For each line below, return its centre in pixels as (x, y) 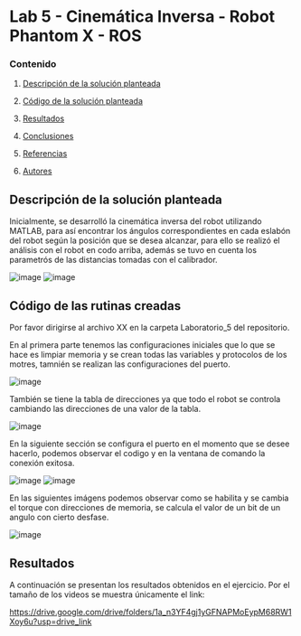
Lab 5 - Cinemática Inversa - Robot (142, 17)
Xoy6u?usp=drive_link (51, 622)
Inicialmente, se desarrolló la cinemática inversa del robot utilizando (136, 221)
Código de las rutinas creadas (95, 306)
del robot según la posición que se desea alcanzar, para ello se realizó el (145, 240)
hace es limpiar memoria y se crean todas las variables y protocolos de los (148, 355)
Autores (37, 171)
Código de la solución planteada (82, 101)
